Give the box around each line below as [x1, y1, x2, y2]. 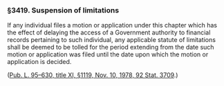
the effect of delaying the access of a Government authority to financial [7, 28, 211, 36]
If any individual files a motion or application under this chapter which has [7, 21, 218, 30]
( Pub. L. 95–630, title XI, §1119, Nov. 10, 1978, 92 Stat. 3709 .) [7, 71, 178, 79]
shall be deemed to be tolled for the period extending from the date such [7, 43, 214, 52]
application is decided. [7, 58, 72, 66]
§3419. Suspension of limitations [7, 6, 120, 15]
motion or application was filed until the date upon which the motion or [7, 50, 209, 58]
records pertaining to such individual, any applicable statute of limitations [7, 36, 216, 44]
